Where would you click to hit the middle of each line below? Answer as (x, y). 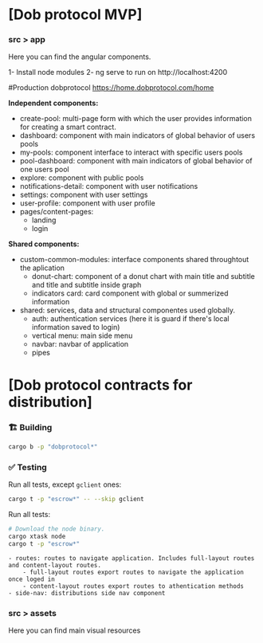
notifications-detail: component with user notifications (109, 186)
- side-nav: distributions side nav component (87, 593)
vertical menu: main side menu (82, 335)
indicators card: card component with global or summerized (130, 293)
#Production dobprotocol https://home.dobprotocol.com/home (111, 88)
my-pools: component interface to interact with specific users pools (131, 152)
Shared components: (44, 244)
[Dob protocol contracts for (100, 385)
